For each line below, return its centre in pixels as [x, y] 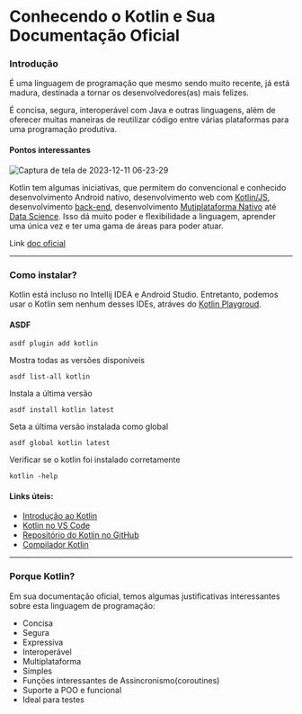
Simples [37, 671]
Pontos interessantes [50, 150]
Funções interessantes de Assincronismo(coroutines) [121, 680]
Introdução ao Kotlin [60, 516]
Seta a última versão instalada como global [89, 427]
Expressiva [43, 642]
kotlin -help [34, 477]
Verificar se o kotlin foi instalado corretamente [95, 460]
